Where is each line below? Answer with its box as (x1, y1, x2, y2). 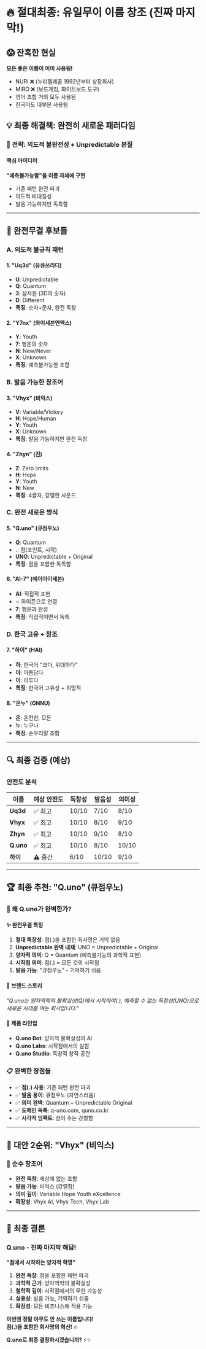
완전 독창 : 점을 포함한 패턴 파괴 (15, 1272, 89, 1279)
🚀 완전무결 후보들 (6, 225, 67, 236)
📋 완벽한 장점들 (6, 1067, 51, 1075)
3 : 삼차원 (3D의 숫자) (15, 290, 66, 297)
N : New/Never (15, 348, 51, 355)
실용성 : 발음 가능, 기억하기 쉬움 (15, 1294, 90, 1302)
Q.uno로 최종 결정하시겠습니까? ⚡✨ (6, 1336, 92, 1343)
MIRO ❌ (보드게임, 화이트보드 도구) (15, 85, 100, 93)
